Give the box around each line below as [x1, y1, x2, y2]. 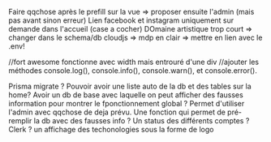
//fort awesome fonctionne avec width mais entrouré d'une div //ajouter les [8, 57, 260, 67]
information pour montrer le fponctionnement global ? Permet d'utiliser [8, 99, 245, 108]
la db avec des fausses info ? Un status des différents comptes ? [33, 116, 250, 125]
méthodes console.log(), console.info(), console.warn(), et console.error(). [8, 66, 257, 75]
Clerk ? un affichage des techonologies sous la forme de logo [8, 125, 214, 134]
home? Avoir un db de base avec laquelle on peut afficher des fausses [8, 90, 243, 100]
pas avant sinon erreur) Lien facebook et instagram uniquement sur [8, 15, 234, 25]
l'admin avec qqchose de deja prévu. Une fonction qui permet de [8, 107, 226, 117]
